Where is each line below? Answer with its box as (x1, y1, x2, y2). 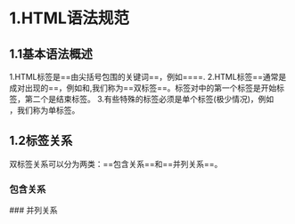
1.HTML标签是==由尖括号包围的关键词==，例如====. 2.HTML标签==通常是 (9, 72, 287, 82)
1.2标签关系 (9, 133, 73, 148)
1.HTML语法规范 (9, 8, 129, 28)
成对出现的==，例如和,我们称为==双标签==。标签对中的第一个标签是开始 (9, 83, 277, 93)
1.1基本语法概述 (9, 46, 94, 61)
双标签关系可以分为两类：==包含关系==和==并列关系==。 (9, 158, 223, 169)
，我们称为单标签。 (9, 105, 80, 116)
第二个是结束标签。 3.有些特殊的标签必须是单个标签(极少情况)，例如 (24, 94, 275, 104)
